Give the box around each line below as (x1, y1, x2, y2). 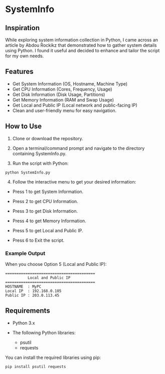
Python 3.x (12, 320, 35, 326)
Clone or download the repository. (12, 135, 84, 141)
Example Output (5, 250, 46, 257)
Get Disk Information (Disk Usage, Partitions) (12, 91, 105, 98)
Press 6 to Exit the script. (12, 237, 65, 243)
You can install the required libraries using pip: (5, 354, 101, 360)
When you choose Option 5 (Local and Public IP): (5, 261, 107, 267)
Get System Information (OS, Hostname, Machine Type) (12, 80, 128, 86)
